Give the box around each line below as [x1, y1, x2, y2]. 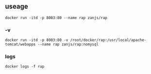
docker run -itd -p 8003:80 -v [5, 37, 68, 43]
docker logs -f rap [5, 64, 45, 69]
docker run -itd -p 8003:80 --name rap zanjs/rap [5, 15, 108, 20]
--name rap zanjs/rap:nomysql [37, 42, 99, 47]
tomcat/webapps [5, 42, 36, 47]
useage [5, 2, 28, 11]
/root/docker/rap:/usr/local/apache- [70, 37, 147, 43]
